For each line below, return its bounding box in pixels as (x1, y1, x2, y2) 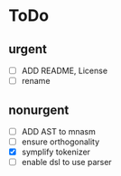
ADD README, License (21, 65, 108, 76)
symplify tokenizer (21, 146, 91, 158)
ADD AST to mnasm (21, 125, 96, 136)
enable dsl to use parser (21, 157, 112, 168)
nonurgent (8, 102, 70, 117)
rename (21, 76, 51, 87)
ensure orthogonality (21, 136, 100, 147)
